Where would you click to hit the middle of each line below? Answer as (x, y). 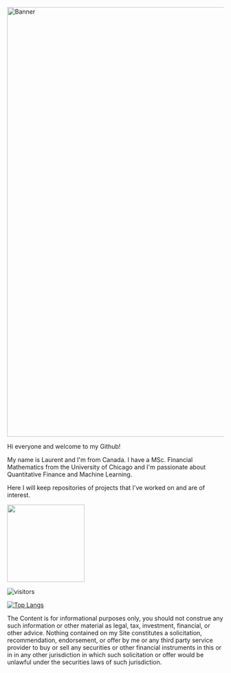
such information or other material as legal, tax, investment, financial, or (109, 626)
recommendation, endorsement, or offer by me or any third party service (110, 640)
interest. (19, 495)
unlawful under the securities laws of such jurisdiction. (85, 662)
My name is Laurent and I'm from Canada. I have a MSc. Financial (100, 460)
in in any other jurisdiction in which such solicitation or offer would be (106, 655)
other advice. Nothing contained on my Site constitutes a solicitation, (105, 633)
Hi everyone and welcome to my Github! (64, 446)
